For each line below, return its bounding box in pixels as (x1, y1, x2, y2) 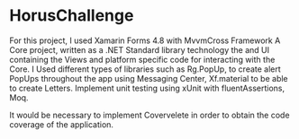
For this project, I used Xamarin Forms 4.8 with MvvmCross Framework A (9, 35, 281, 46)
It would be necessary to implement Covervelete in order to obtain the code (9, 109, 290, 120)
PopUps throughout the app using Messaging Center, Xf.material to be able (9, 73, 288, 83)
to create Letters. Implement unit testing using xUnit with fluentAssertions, (9, 83, 285, 93)
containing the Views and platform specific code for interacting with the (9, 54, 276, 65)
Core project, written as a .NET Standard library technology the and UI (9, 44, 270, 55)
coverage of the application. (9, 118, 114, 130)
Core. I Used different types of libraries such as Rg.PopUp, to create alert (9, 64, 281, 74)
